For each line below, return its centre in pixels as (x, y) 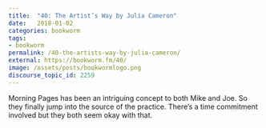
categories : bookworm (44, 30)
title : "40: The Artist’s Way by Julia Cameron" (93, 16)
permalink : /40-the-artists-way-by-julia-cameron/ (95, 53)
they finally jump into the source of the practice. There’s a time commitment (133, 106)
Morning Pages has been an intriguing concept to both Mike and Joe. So (128, 98)
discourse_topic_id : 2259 (51, 75)
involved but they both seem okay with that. (81, 115)
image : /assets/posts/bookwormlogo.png (75, 68)
